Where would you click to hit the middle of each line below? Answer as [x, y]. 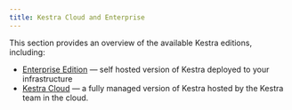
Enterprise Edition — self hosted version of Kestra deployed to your [146, 69]
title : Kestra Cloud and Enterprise [77, 17]
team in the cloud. [55, 98]
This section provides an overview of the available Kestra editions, [130, 43]
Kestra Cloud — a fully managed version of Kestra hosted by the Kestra [153, 88]
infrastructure [47, 79]
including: [28, 52]
